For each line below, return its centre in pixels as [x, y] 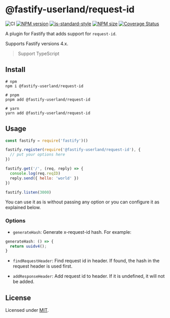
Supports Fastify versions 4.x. [37, 43]
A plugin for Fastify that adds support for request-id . [61, 33]
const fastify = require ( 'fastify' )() [47, 141]
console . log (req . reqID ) [35, 173]
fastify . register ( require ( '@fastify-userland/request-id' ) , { [73, 150]
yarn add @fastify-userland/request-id [48, 113]
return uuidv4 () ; [28, 246]
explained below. [23, 208]
